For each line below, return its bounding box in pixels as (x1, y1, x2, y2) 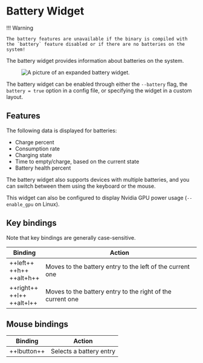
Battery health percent (14, 164, 71, 172)
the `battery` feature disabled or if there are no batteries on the (6, 41, 185, 47)
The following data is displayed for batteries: (6, 127, 117, 134)
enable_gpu (6, 201, 34, 208)
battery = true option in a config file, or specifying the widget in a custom (6, 86, 192, 94)
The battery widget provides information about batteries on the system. (6, 57, 184, 64)
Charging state (14, 151, 53, 158)
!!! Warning (6, 24, 33, 31)
